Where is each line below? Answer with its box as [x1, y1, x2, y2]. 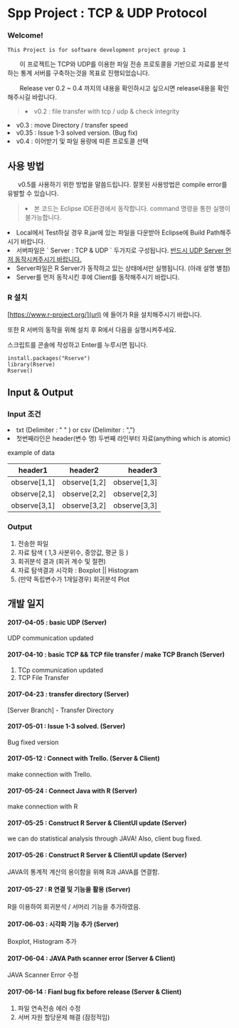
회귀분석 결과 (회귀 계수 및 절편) [17, 557, 107, 565]
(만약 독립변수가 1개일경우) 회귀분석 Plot [17, 575, 129, 583]
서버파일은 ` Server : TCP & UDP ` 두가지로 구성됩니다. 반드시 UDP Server [16, 246, 224, 255]
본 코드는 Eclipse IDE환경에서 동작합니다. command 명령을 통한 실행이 [33, 205, 231, 213]
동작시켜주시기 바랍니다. [14, 255, 82, 264]
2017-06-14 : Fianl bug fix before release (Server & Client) [7, 987, 182, 996]
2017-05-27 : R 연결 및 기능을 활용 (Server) [7, 885, 131, 894]
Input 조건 [7, 408, 41, 418]
